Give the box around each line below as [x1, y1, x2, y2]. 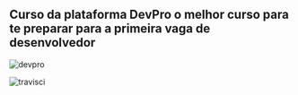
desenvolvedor [9, 35, 96, 50]
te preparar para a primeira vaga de [9, 22, 211, 37]
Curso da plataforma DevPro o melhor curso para [9, 7, 289, 22]
